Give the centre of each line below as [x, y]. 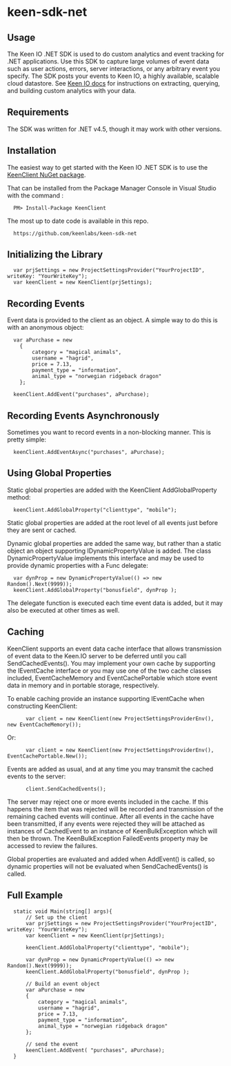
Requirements [38, 112]
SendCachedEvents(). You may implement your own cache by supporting [111, 663]
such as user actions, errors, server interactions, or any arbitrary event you [114, 69]
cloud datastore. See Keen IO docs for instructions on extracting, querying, [114, 83]
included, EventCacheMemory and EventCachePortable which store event [112, 678]
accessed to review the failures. [52, 845]
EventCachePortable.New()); [48, 756]
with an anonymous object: [46, 328]
